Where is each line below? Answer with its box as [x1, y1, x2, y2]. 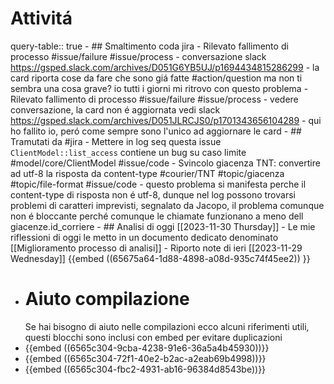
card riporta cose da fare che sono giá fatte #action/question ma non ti [10, 72, 303, 84]
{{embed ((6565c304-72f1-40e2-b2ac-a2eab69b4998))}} [24, 352, 267, 364]
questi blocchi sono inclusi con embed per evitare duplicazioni [24, 331, 283, 343]
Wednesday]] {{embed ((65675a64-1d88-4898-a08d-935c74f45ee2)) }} [10, 252, 311, 264]
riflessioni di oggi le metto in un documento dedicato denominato [10, 231, 279, 243]
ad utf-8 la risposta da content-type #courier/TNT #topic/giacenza [10, 167, 285, 179]
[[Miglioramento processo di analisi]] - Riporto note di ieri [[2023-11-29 [10, 242, 303, 254]
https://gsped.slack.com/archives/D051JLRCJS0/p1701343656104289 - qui [10, 114, 322, 126]
